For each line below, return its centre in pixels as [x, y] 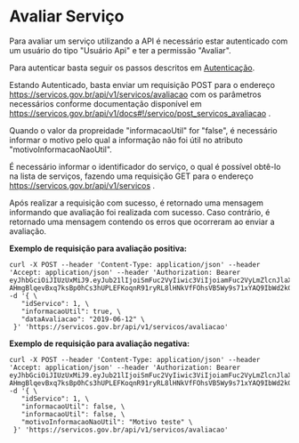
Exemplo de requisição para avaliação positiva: [98, 248]
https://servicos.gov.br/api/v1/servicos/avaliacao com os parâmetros [135, 94]
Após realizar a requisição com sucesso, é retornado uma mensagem [137, 203]
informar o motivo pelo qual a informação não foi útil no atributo [126, 140]
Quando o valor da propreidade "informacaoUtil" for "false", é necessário [143, 130]
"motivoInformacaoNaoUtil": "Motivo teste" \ [107, 422]
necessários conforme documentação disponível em [105, 103]
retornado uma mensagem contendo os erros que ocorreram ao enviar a [142, 221]
